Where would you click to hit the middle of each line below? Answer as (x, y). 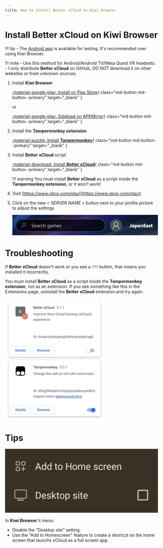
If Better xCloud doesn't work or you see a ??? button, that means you (75, 266)
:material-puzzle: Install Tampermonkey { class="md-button (72, 140)
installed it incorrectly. (27, 272)
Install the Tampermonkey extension (49, 131)
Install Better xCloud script (39, 155)
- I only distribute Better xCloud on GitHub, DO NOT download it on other (78, 68)
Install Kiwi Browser (32, 83)
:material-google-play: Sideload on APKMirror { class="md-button (77, 116)
